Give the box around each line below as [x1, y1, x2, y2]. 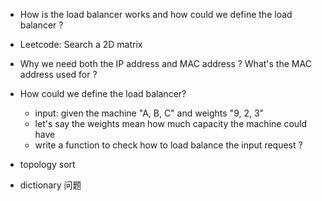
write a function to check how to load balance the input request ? [34, 139, 303, 151]
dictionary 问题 [19, 179, 82, 191]
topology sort [19, 159, 76, 170]
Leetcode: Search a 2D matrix [19, 39, 143, 50]
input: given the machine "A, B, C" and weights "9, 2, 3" [34, 107, 265, 119]
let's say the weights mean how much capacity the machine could [34, 118, 308, 129]
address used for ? [19, 69, 98, 80]
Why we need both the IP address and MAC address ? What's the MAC [19, 58, 312, 69]
